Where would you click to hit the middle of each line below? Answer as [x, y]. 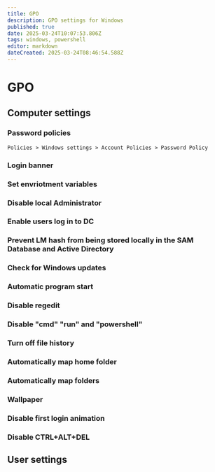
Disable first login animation [56, 418]
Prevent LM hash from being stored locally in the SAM [100, 240]
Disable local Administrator [55, 202]
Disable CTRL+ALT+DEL [48, 437]
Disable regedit [34, 305]
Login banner [30, 165]
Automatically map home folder [62, 361]
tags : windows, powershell [47, 40]
